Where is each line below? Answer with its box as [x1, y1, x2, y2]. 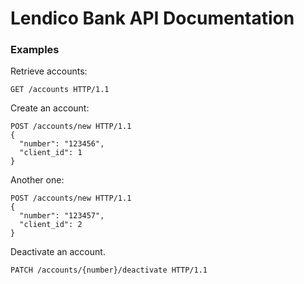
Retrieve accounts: [10, 65, 88, 77]
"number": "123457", [19, 211, 105, 221]
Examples [10, 43, 60, 57]
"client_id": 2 [19, 220, 83, 230]
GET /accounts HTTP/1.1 [10, 85, 110, 95]
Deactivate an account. [10, 246, 106, 258]
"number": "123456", [19, 139, 105, 149]
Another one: [10, 174, 65, 186]
